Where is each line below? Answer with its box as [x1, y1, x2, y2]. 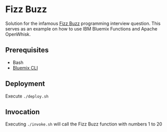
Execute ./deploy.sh [5, 93, 49, 99]
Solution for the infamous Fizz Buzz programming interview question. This [5, 20, 161, 26]
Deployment [5, 80, 45, 88]
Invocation [5, 108, 40, 116]
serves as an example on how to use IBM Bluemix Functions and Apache [5, 25, 158, 31]
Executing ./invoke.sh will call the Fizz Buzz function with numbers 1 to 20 [5, 121, 162, 127]
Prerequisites [5, 46, 49, 54]
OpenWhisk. [5, 31, 31, 37]
